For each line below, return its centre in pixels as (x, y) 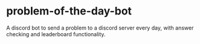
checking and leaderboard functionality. (56, 34)
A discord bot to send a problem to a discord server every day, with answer (100, 28)
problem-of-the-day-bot (69, 11)
